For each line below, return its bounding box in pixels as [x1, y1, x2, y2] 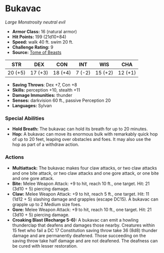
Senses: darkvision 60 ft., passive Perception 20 [12, 97, 111, 103]
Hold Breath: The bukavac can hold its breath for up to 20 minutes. [12, 126, 148, 132]
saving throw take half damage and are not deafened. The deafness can [12, 238, 158, 244]
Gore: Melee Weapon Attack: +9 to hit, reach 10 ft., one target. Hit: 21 [12, 207, 152, 212]
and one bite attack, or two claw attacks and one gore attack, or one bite [12, 170, 159, 176]
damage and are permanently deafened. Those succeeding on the [12, 232, 146, 238]
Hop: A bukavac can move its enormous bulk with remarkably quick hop [12, 131, 158, 137]
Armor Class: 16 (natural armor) [12, 28, 77, 34]
